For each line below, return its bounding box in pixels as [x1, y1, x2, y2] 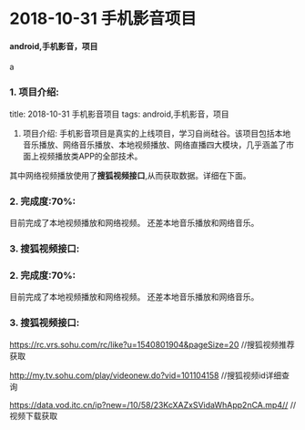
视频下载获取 [9, 410, 57, 421]
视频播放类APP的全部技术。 [38, 150, 143, 161]
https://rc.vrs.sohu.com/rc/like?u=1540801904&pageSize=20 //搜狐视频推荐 [9, 339, 296, 350]
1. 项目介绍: [9, 86, 59, 98]
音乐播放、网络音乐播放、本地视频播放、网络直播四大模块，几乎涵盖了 [22, 138, 287, 150]
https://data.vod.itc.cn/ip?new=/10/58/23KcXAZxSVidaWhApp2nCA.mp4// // [9, 399, 297, 410]
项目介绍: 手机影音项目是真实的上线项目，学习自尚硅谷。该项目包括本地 [22, 128, 291, 138]
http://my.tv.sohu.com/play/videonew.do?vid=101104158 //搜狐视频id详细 [9, 370, 282, 381]
